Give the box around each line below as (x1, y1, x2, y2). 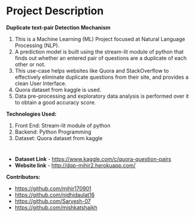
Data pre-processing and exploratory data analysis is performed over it (14, 92, 189, 100)
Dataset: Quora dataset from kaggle (14, 134, 103, 141)
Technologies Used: (6, 110, 57, 117)
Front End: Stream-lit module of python (14, 122, 111, 129)
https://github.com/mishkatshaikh (14, 204, 97, 211)
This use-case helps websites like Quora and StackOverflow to (14, 67, 169, 74)
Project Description (6, 4, 104, 18)
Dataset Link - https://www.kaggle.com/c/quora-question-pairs (14, 156, 171, 163)
